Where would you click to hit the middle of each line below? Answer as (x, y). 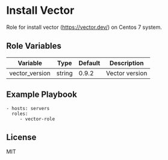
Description (126, 63)
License (21, 137)
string (65, 73)
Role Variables (34, 46)
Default (89, 63)
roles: (20, 114)
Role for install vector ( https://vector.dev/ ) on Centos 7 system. (84, 27)
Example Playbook (42, 95)
